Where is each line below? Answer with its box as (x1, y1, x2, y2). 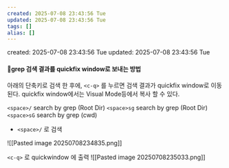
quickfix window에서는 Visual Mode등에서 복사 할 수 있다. (21, 90, 180, 98)
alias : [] (7, 29, 36, 36)
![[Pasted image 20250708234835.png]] (7, 139, 122, 147)
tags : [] (7, 23, 32, 30)
